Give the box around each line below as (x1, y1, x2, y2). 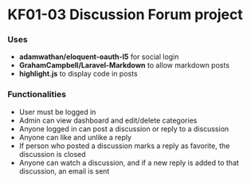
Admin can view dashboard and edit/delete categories (18, 115, 198, 125)
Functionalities (7, 89, 67, 100)
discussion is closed (18, 149, 86, 159)
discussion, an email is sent (18, 166, 110, 176)
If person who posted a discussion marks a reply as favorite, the (18, 141, 230, 151)
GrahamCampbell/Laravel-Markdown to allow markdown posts (18, 61, 230, 70)
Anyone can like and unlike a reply (18, 132, 132, 142)
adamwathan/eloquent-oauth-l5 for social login (18, 52, 179, 61)
